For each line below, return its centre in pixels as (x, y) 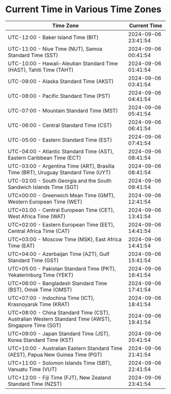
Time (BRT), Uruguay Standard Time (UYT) (59, 172)
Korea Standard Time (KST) (41, 340)
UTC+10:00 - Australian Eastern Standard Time (65, 348)
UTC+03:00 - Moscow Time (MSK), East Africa (65, 239)
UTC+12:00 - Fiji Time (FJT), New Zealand (59, 377)
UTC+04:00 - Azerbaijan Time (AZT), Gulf (59, 254)
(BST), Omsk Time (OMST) (40, 290)
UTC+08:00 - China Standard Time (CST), (59, 312)
